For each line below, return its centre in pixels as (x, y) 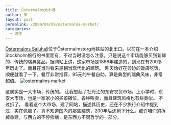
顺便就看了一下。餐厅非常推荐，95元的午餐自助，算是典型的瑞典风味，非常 (84, 74)
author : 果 (17, 15)
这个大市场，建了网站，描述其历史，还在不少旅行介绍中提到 (96, 104)
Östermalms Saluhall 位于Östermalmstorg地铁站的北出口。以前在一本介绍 (82, 49)
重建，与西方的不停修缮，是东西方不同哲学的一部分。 (65, 117)
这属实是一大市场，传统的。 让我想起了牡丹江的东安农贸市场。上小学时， (82, 92)
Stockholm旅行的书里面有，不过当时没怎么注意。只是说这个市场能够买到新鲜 (86, 55)
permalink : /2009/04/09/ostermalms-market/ (52, 24)
